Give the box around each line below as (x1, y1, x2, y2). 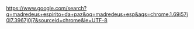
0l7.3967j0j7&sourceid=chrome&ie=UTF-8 (6, 17, 108, 23)
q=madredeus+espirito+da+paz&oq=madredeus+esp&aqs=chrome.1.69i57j (6, 11, 188, 18)
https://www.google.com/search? (6, 5, 87, 11)
